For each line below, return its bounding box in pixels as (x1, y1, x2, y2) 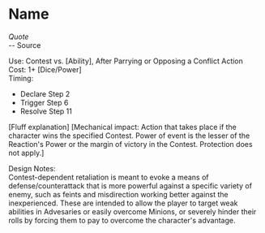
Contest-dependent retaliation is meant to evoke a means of (8, 172, 209, 182)
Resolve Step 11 (19, 106, 73, 116)
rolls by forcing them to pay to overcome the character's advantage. (8, 215, 236, 225)
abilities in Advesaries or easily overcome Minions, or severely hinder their (8, 206, 257, 216)
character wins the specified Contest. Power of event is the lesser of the (8, 131, 250, 140)
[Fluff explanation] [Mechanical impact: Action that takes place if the (8, 122, 237, 132)
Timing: (8, 73, 34, 83)
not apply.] (8, 148, 45, 157)
